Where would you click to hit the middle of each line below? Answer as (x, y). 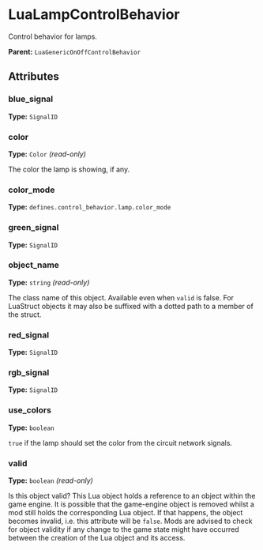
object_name (34, 265)
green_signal (34, 228)
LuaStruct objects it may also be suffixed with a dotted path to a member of (131, 306)
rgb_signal (29, 373)
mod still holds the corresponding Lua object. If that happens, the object (126, 512)
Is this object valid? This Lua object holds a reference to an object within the (132, 496)
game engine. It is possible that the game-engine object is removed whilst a (131, 504)
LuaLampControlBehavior (94, 15)
